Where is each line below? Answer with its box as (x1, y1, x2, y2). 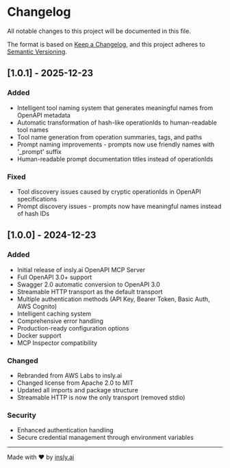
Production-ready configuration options (16, 324, 129, 332)
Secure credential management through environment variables (16, 434, 194, 442)
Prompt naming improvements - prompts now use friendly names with (16, 140, 215, 148)
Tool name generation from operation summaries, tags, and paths (16, 133, 203, 141)
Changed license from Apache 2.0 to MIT (16, 379, 134, 387)
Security (7, 410, 36, 420)
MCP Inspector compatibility (16, 338, 98, 347)
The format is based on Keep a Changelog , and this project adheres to (7, 40, 205, 48)
